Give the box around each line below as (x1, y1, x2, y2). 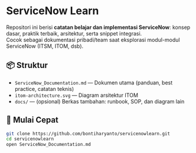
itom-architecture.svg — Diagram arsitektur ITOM (14, 92, 139, 99)
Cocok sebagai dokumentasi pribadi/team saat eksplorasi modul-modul (6, 36, 180, 43)
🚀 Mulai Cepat (6, 115, 59, 125)
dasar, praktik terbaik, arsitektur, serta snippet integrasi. (6, 30, 142, 37)
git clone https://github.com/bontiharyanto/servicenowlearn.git (6, 131, 170, 136)
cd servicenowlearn (6, 136, 54, 142)
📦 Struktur (6, 60, 48, 70)
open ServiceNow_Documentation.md (6, 142, 92, 148)
